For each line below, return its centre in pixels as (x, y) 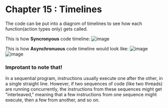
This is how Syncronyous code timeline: (48, 39)
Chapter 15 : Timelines (54, 9)
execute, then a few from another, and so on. (53, 100)
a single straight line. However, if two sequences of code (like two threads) (84, 84)
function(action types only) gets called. (46, 29)
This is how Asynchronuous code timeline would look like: (67, 48)
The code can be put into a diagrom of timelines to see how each (74, 23)
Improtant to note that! (34, 67)
